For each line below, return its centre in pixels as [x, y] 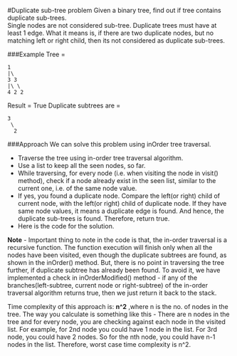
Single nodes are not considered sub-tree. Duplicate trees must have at [112, 25]
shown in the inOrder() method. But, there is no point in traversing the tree [116, 262]
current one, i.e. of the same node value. [77, 188]
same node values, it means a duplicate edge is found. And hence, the [121, 211]
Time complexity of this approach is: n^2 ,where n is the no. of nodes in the [118, 307]
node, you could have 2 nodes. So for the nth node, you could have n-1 [111, 337]
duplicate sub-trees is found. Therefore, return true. [94, 219]
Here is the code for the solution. [66, 226]
